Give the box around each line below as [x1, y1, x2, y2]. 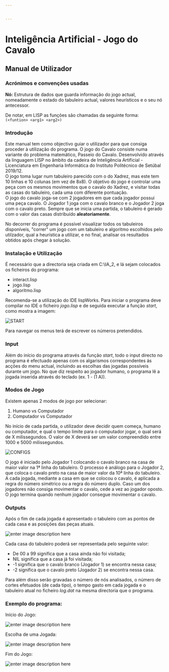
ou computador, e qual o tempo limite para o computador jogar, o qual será [5, 428, 162, 434]
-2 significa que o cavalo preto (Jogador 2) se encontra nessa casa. [12, 567, 155, 573]
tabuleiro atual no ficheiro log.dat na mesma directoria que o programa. [5, 588, 154, 594]
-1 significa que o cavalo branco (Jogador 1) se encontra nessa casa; [12, 562, 157, 568]
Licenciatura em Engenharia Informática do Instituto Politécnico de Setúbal [5, 162, 161, 168]
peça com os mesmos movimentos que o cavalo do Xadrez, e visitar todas [5, 184, 160, 190]
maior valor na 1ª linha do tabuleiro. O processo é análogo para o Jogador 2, [5, 464, 164, 471]
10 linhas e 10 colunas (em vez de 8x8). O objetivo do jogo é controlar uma [5, 179, 161, 185]
